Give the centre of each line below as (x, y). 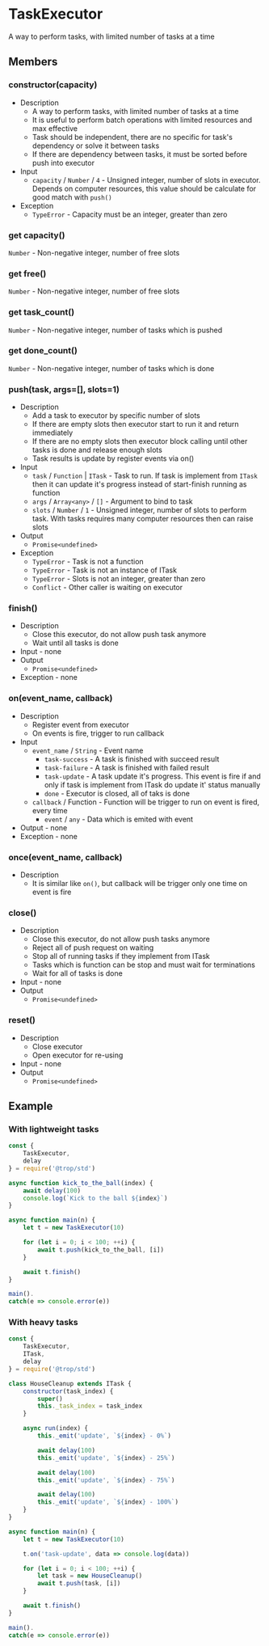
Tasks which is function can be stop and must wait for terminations (144, 965)
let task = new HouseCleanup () (90, 1576)
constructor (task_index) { (68, 1391)
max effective (55, 128)
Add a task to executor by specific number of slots (116, 416)
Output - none (44, 827)
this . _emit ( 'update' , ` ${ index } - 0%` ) (105, 1436)
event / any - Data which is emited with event (119, 819)
